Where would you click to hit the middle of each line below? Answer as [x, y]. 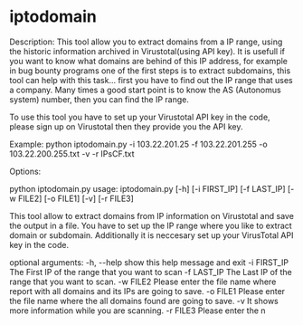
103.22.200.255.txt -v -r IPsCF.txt [72, 153]
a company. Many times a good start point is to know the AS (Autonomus [146, 90]
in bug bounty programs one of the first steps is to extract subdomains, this [150, 71]
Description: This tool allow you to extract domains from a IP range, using [146, 42]
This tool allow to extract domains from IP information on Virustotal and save [151, 215]
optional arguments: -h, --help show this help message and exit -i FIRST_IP [149, 262]
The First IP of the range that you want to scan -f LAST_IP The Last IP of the [151, 272]
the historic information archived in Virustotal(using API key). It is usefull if [147, 51]
